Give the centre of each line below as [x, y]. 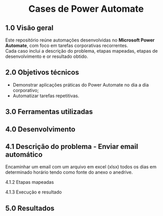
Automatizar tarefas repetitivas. [46, 96]
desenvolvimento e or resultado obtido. [47, 56]
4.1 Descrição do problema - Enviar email [72, 146]
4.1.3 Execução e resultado [34, 192]
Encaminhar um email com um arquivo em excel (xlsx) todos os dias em [81, 167]
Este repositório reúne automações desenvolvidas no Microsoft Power [80, 40]
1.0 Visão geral [29, 28]
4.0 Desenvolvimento [40, 129]
